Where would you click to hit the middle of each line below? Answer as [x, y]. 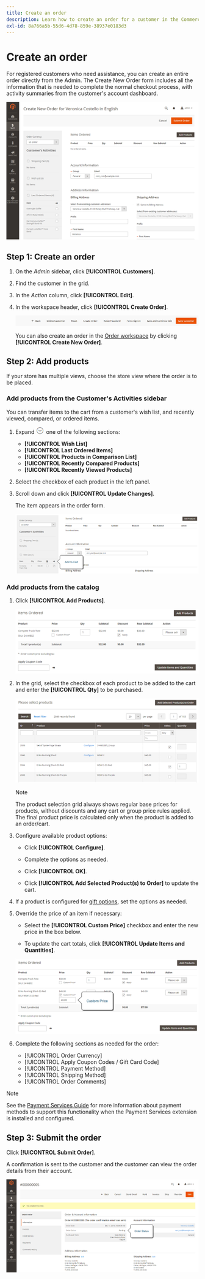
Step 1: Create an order [51, 256]
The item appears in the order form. [60, 505]
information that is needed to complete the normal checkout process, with [99, 87]
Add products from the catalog [53, 587]
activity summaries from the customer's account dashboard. [82, 93]
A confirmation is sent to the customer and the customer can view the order [102, 1164]
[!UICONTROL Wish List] [56, 444]
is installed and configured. [41, 1118]
